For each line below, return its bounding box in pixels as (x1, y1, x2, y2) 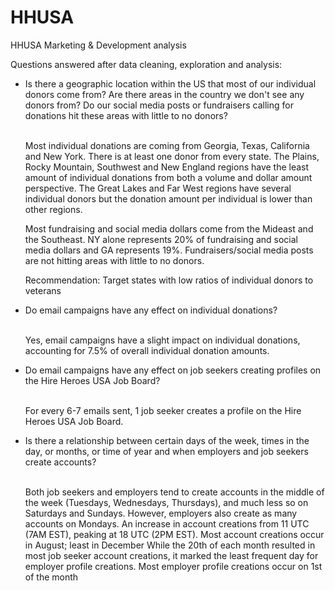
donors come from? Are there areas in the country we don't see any (24, 88, 305, 100)
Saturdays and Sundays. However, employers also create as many (24, 507, 298, 519)
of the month (24, 571, 79, 583)
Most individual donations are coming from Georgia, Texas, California (24, 139, 310, 151)
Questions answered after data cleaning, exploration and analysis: (10, 58, 283, 70)
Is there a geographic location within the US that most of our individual (24, 77, 317, 90)
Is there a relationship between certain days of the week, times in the (24, 434, 310, 446)
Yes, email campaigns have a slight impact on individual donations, (24, 334, 301, 346)
